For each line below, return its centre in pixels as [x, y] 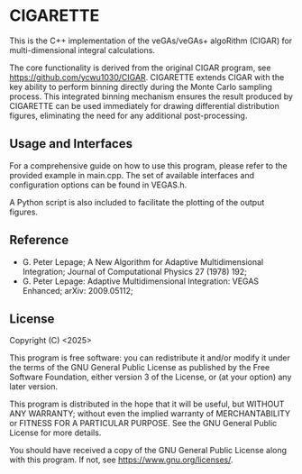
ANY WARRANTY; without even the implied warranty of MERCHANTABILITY [150, 414]
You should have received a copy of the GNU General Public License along [148, 451]
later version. [34, 387]
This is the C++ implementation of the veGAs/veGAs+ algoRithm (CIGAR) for [151, 41]
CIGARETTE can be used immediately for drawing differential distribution [144, 105]
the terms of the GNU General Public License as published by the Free [140, 368]
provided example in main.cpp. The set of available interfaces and [132, 175]
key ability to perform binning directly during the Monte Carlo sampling [141, 87]
